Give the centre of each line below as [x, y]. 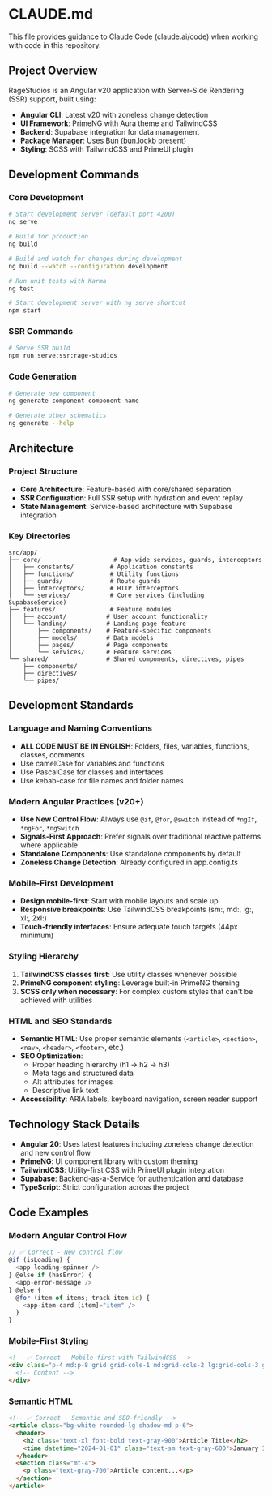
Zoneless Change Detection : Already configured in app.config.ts [129, 862]
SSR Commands [41, 332]
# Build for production [49, 237]
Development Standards [71, 705]
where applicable [49, 845]
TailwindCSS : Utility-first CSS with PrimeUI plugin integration [122, 1169]
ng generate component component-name [74, 401]
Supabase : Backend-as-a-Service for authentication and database [132, 1178]
